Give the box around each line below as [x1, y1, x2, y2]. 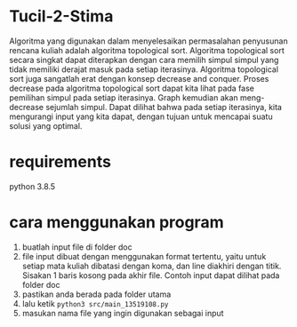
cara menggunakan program [9, 212, 224, 233]
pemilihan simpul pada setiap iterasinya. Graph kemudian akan [9, 92, 238, 103]
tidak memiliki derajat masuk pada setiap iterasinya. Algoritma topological [9, 64, 278, 75]
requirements [9, 152, 111, 172]
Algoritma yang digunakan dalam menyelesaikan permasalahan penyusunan [9, 36, 288, 46]
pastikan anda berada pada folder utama [21, 289, 172, 299]
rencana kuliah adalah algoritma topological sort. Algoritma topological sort [9, 44, 285, 55]
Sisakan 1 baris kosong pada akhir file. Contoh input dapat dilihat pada [21, 269, 280, 281]
